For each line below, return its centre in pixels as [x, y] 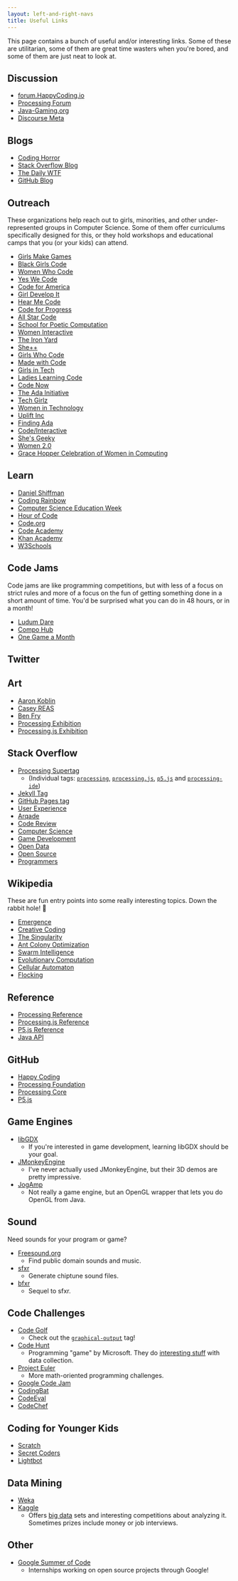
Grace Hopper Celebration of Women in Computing [93, 453]
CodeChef [33, 1406]
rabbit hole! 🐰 [27, 908]
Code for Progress [45, 309]
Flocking [30, 975]
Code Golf [33, 1330]
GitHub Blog [35, 181]
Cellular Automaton [46, 967]
